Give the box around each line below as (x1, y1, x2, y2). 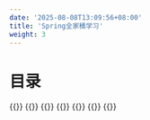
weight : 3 (9, 30, 47, 39)
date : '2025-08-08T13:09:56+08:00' (9, 13, 143, 22)
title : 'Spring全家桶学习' (9, 21, 103, 30)
